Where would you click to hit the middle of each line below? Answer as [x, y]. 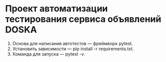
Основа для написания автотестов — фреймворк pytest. [73, 43]
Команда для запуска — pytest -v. [48, 54]
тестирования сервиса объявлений [83, 19]
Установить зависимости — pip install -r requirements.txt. [73, 49]
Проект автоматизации [56, 9]
